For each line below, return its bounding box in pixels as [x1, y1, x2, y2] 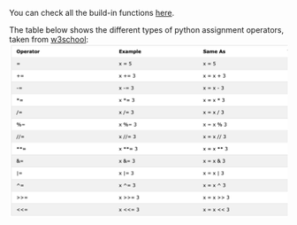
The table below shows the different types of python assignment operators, [9, 25, 285, 35]
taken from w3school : [9, 35, 89, 44]
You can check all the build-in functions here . [9, 8, 175, 18]
